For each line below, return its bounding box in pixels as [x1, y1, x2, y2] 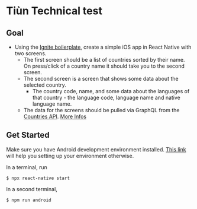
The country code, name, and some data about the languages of [32, 88, 190, 94]
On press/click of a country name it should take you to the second [23, 62, 185, 69]
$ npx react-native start [6, 175, 70, 181]
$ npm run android [6, 197, 51, 203]
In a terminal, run [6, 163, 47, 170]
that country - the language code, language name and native [32, 94, 180, 101]
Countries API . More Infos [23, 113, 87, 120]
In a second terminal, [6, 185, 57, 192]
